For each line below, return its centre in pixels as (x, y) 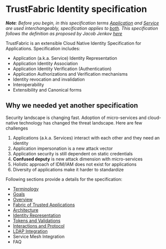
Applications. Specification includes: (43, 48)
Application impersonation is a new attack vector (63, 148)
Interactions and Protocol (39, 226)
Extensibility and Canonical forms (47, 90)
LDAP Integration (30, 231)
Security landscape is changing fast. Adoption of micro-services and (76, 118)
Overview (23, 199)
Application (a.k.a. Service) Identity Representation (65, 58)
